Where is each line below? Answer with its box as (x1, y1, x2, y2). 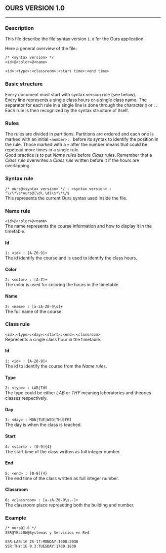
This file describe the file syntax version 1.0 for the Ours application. (5, 36, 145, 42)
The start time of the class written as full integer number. (5, 448, 121, 454)
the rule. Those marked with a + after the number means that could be (5, 141, 148, 148)
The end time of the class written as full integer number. (5, 475, 120, 481)
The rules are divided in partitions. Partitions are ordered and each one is (5, 131, 154, 137)
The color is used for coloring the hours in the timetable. (5, 282, 120, 288)
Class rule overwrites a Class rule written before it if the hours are (5, 157, 139, 163)
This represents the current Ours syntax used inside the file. (5, 195, 127, 201)
